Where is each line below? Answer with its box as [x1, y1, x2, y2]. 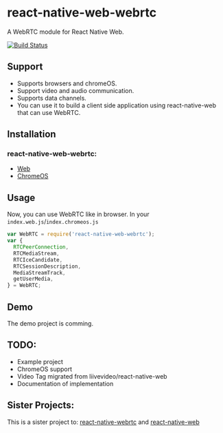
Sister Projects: [7, 399, 75, 411]
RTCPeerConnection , [13, 244, 69, 251]
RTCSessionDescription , [13, 263, 81, 270]
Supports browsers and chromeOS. [16, 79, 117, 87]
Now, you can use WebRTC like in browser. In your [7, 210, 150, 218]
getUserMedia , [13, 275, 54, 283]
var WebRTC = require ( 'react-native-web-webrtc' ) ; [7, 231, 155, 238]
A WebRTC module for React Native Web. [7, 28, 124, 36]
